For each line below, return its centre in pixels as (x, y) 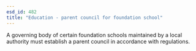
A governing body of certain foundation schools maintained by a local (94, 35)
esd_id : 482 (21, 12)
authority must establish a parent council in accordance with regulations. (98, 41)
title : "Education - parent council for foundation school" (85, 18)
